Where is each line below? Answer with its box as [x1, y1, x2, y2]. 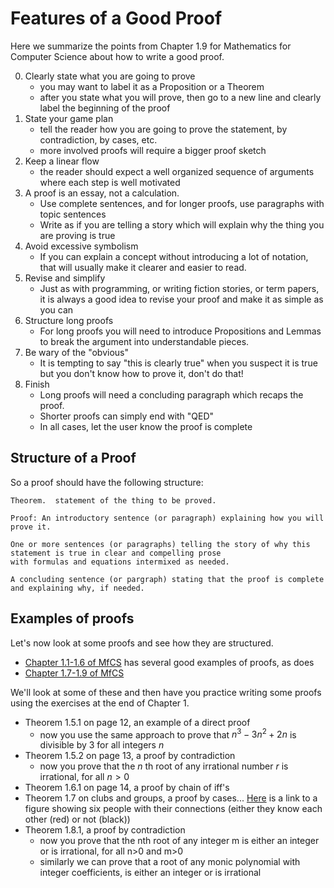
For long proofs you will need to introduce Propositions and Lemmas [39, 325, 322, 337]
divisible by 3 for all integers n [39, 739, 165, 751]
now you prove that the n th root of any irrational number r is [39, 760, 289, 772]
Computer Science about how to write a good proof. [10, 50, 225, 62]
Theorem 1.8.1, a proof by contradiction [24, 824, 186, 836]
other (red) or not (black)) [24, 813, 131, 826]
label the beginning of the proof [39, 102, 171, 114]
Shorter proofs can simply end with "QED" [39, 410, 215, 422]
